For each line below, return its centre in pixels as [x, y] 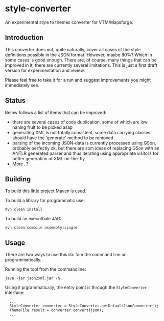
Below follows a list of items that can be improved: [56, 112]
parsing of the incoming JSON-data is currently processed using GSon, [84, 143]
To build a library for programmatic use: [45, 201]
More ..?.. [22, 164]
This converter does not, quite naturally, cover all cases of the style [73, 49]
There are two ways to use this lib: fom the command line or [66, 255]
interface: [15, 292]
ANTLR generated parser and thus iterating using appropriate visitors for [85, 153]
